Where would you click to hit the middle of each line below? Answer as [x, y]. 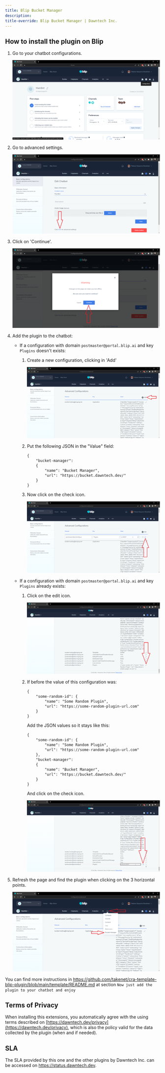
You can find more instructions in [39, 979]
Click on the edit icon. [49, 596]
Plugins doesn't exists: [43, 351]
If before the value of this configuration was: [72, 682]
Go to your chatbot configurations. [47, 53]
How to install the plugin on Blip [55, 41]
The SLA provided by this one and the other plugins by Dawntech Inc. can [80, 1060]
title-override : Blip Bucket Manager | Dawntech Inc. [61, 21]
